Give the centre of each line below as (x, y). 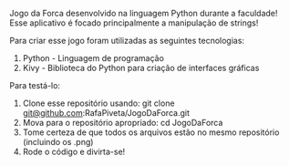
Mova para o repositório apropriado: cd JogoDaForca (123, 123)
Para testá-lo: (35, 85)
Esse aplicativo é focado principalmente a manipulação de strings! (134, 23)
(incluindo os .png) (58, 142)
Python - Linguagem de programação (93, 58)
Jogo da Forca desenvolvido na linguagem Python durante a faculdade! (144, 13)
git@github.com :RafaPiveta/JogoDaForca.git (106, 113)
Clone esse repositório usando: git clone (98, 103)
